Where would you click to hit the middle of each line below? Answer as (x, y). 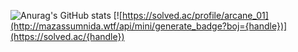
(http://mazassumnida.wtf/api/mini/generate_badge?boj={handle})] (149, 26)
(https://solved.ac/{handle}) (67, 36)
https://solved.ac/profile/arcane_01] (195, 15)
